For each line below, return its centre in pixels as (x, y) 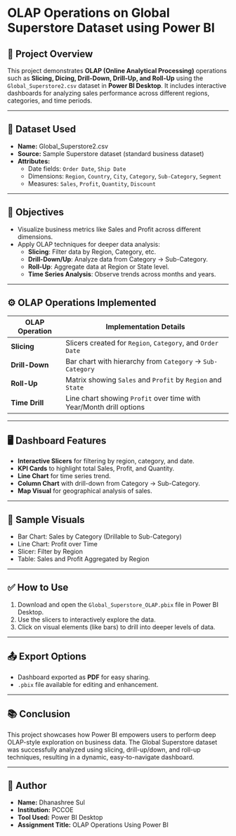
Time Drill (27, 403)
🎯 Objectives (36, 212)
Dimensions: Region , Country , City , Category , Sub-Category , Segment (125, 176)
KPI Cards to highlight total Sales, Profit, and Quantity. (96, 468)
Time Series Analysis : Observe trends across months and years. (122, 274)
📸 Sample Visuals (46, 519)
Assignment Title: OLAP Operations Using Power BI (93, 825)
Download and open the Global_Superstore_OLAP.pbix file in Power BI (118, 604)
